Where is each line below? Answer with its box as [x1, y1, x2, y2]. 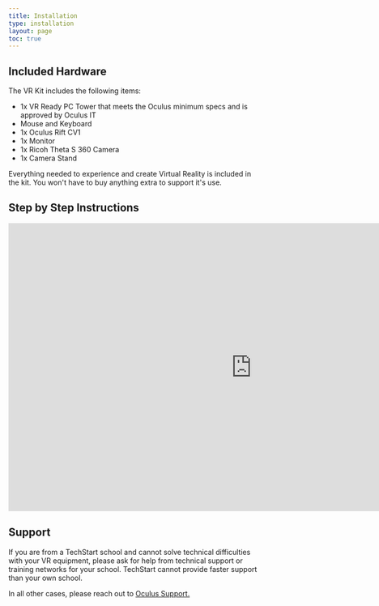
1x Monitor [19, 136, 55, 146]
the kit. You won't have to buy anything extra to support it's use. [8, 177, 223, 187]
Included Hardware [8, 64, 107, 78]
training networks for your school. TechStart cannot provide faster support [8, 564, 258, 574]
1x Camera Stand [19, 153, 77, 163]
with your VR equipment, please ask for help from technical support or [8, 556, 243, 565]
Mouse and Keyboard [19, 119, 92, 129]
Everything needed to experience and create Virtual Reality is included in [8, 169, 252, 179]
